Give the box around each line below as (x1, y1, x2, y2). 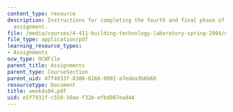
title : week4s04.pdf (7, 88, 67, 95)
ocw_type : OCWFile (7, 56, 60, 63)
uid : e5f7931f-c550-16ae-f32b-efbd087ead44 (7, 95, 135, 102)
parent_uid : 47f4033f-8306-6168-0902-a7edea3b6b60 (7, 74, 157, 82)
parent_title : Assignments (7, 62, 85, 69)
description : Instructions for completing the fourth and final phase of (7, 17, 225, 24)
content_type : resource (7, 10, 76, 17)
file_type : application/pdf (7, 36, 89, 43)
